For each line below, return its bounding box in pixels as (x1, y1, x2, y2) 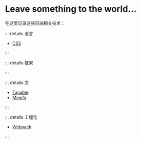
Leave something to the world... (5, 3, 137, 15)
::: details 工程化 (5, 114, 38, 120)
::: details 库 (5, 80, 29, 85)
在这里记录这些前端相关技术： (5, 20, 65, 26)
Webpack (12, 123, 32, 130)
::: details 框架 (5, 60, 33, 65)
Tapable (12, 89, 29, 95)
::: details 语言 (5, 30, 33, 36)
